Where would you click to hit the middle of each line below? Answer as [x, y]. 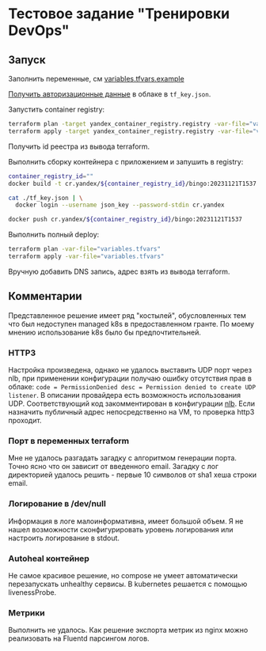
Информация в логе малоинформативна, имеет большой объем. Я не [126, 521]
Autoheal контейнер [49, 558]
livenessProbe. [32, 592]
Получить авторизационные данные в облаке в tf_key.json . [110, 94]
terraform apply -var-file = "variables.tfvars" [86, 256]
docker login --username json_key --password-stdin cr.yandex [120, 205]
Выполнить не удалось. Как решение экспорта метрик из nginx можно [128, 630]
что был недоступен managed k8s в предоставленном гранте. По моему [131, 324]
